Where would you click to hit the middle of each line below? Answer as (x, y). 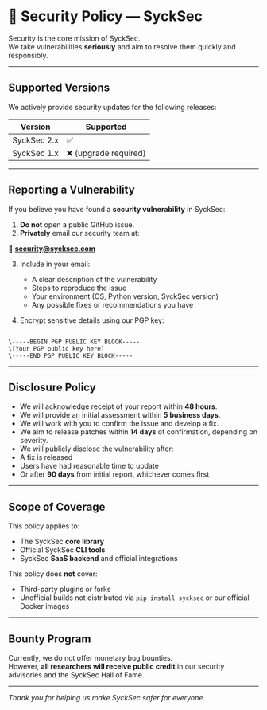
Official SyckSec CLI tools (62, 550)
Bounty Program (50, 639)
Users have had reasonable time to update (89, 466)
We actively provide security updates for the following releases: (112, 107)
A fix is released (46, 457)
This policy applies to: (44, 526)
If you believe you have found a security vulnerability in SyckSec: (117, 209)
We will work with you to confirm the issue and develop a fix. (119, 424)
